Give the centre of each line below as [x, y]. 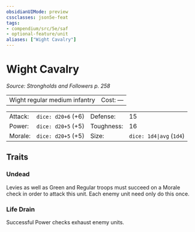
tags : [13, 23]
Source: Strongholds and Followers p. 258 [58, 86]
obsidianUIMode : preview [37, 12]
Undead [18, 174]
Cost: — [112, 100]
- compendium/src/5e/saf [37, 28]
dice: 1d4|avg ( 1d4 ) [157, 135]
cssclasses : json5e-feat [37, 17]
